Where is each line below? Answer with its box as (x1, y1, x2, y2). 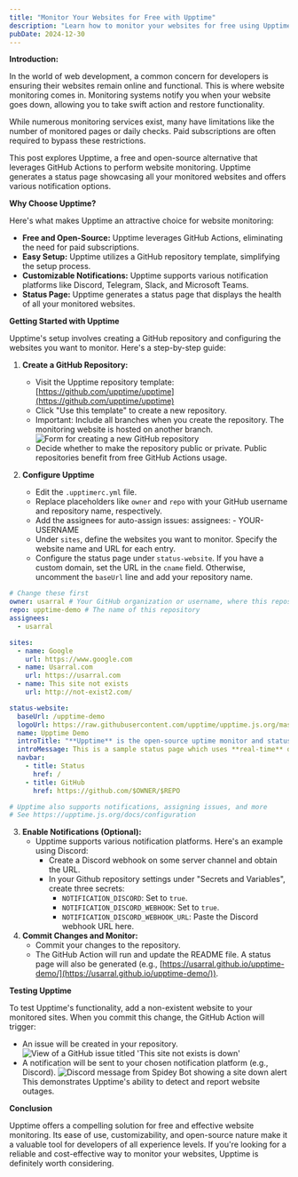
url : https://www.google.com (25, 655, 133, 664)
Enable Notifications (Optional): (21, 827, 142, 838)
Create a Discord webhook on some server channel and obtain (48, 855, 278, 866)
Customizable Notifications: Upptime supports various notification (21, 270, 269, 281)
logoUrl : (17, 720, 50, 729)
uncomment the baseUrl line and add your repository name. (35, 572, 253, 583)
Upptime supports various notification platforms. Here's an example (35, 836, 284, 847)
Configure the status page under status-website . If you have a (35, 553, 264, 564)
